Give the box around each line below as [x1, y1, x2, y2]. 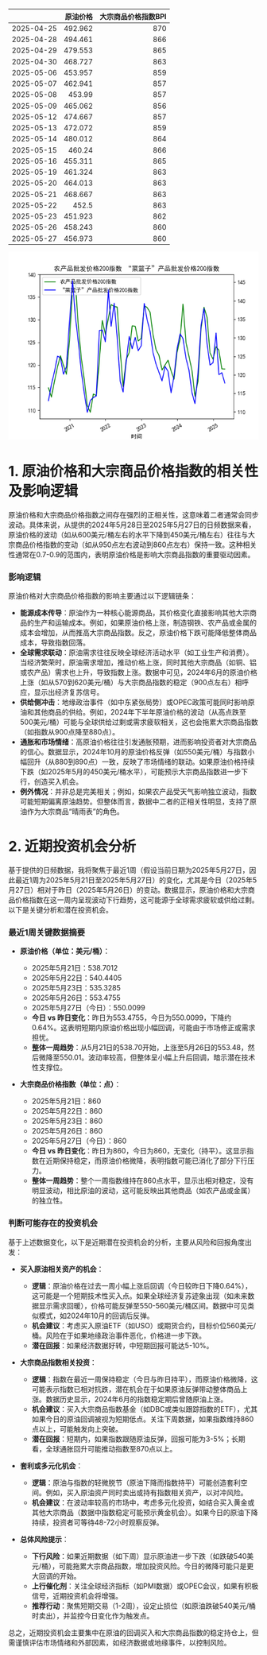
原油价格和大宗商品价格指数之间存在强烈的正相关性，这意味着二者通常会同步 [8, 510, 259, 519]
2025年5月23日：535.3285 [31, 983, 121, 993]
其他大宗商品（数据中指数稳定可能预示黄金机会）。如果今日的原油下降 [31, 1507, 258, 1517]
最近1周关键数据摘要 [8, 927, 86, 938]
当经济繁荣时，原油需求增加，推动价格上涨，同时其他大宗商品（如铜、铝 [19, 657, 257, 668]
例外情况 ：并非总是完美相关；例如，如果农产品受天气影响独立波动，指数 [19, 787, 257, 796]
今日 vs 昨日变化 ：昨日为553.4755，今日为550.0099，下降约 [31, 1013, 232, 1022]
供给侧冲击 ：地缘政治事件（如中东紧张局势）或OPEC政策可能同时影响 [19, 697, 249, 707]
